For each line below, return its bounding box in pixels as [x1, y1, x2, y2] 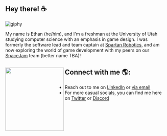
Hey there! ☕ [5, 5, 47, 13]
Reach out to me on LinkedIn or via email [64, 84, 151, 90]
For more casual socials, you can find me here [64, 89, 162, 96]
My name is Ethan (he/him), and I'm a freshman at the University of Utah [5, 31, 158, 37]
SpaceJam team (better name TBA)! [5, 52, 81, 58]
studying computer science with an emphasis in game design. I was [5, 36, 148, 42]
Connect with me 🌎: [64, 68, 131, 77]
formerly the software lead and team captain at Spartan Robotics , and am [5, 41, 160, 48]
